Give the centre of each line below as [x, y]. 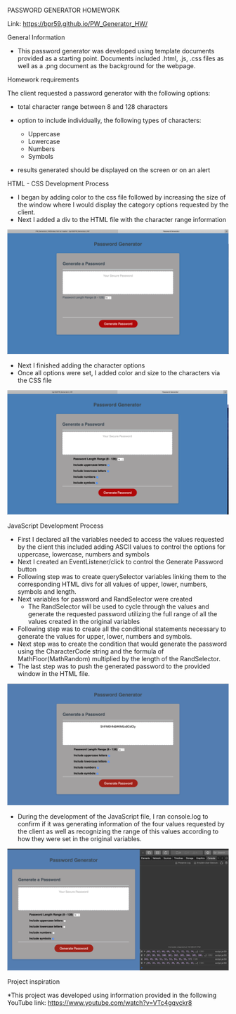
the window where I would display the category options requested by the [123, 204]
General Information [36, 37]
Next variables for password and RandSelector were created [105, 599]
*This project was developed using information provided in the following [112, 995]
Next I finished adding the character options [81, 365]
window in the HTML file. [53, 674]
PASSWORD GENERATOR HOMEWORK [64, 10]
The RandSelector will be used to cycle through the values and [118, 606]
